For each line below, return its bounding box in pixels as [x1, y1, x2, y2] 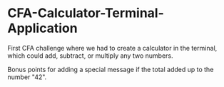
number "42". [7, 73, 47, 81]
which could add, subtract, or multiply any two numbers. [7, 51, 173, 60]
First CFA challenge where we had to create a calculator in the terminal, [7, 43, 218, 52]
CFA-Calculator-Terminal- [7, 5, 164, 21]
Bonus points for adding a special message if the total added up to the [7, 65, 214, 73]
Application [7, 20, 78, 36]
